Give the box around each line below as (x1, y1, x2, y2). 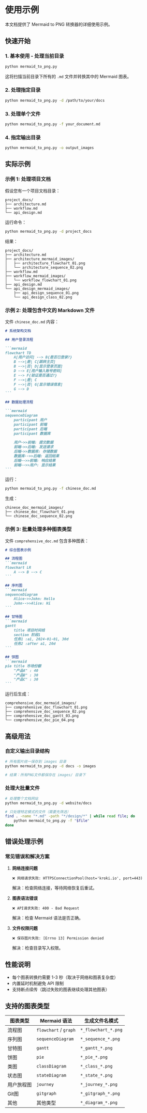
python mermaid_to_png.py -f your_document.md (5, 122, 101, 127)
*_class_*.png (80, 1064, 113, 1069)
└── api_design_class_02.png (14, 294, 73, 300)
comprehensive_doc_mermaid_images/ (5, 701, 77, 706)
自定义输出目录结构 (5, 748, 50, 755)
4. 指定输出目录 (5, 134, 41, 141)
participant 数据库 (14, 431, 51, 436)
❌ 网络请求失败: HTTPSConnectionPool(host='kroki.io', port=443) (12, 876, 143, 881)
